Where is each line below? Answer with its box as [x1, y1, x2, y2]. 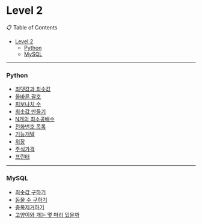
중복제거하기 [14, 204, 45, 211]
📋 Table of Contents [6, 23, 58, 31]
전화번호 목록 [14, 123, 46, 130]
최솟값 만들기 [14, 108, 46, 115]
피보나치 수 [14, 100, 41, 108]
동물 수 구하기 [14, 196, 47, 203]
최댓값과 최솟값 [14, 85, 51, 93]
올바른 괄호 [14, 93, 41, 100]
